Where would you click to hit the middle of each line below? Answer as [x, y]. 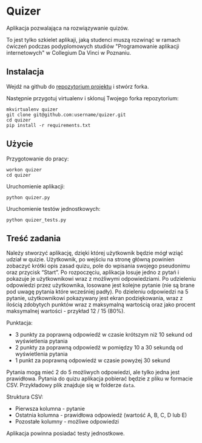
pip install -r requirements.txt [49, 125]
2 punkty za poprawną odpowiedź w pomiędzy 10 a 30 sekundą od [99, 348]
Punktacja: [19, 323]
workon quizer [24, 170]
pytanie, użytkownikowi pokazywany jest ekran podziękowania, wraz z [95, 298]
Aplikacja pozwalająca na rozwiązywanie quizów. [68, 28]
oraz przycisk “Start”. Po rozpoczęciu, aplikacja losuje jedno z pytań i [93, 272]
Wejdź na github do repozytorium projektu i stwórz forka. [78, 86]
